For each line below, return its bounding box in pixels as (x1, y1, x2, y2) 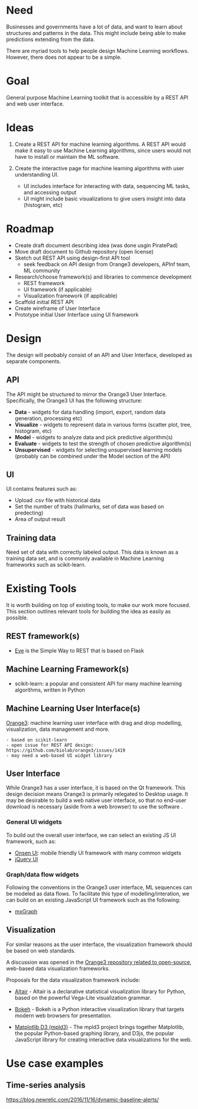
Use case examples (6, 1056, 104, 1070)
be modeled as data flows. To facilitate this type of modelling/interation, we (6, 890, 190, 897)
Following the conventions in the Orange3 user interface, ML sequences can (6, 884, 192, 891)
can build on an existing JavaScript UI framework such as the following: (6, 896, 181, 903)
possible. (6, 614, 28, 621)
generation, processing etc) (14, 414, 83, 421)
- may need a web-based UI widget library (6, 752, 112, 759)
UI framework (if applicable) (23, 286, 92, 293)
